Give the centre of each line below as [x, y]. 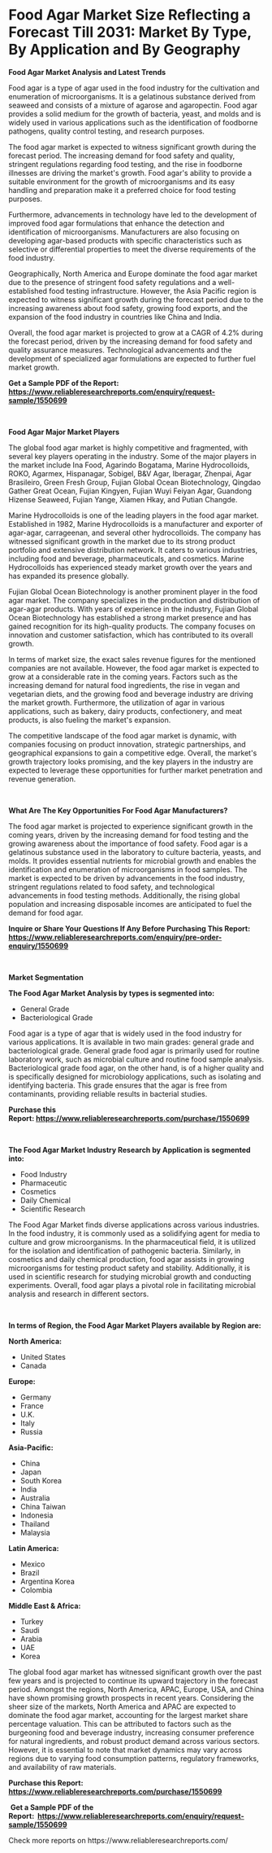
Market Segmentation [46, 977]
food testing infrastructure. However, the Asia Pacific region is [153, 291]
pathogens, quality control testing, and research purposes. [107, 131]
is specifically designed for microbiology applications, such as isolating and [135, 1076]
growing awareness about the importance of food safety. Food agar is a [128, 843]
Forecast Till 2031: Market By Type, [130, 32]
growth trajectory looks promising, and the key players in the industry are [131, 761]
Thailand [35, 1523]
